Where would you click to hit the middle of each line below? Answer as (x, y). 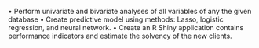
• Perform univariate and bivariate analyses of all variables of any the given (130, 11)
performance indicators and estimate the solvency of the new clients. (120, 36)
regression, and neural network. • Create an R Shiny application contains (126, 27)
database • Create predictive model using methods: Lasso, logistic (116, 19)
